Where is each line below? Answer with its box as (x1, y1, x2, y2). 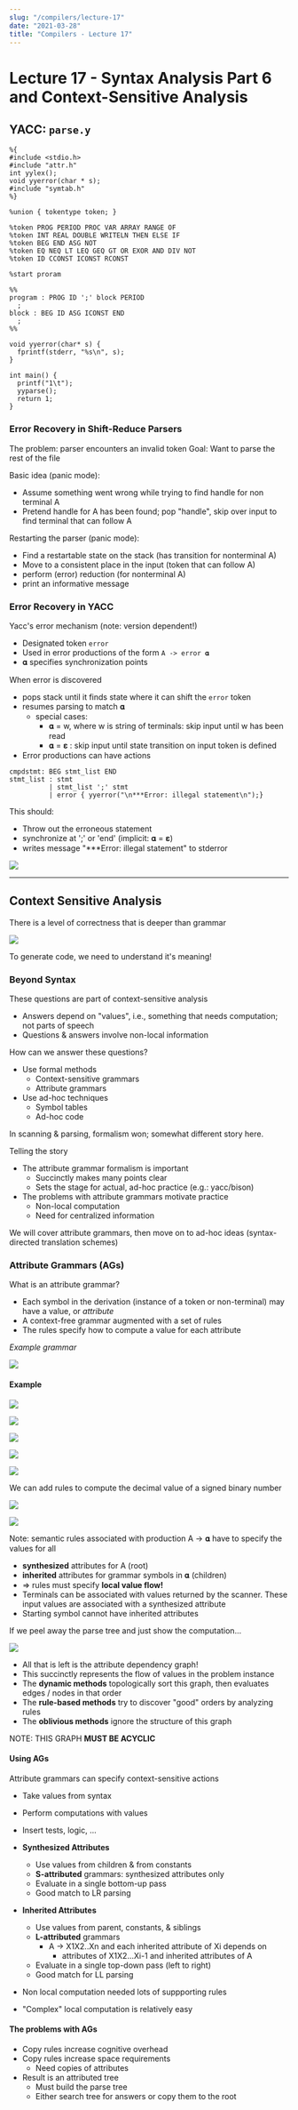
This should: (9, 806, 55, 816)
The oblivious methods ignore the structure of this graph (21, 1715, 232, 1726)
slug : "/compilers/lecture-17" (9, 12, 125, 22)
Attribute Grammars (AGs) (9, 1259, 125, 1272)
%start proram (9, 270, 62, 279)
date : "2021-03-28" (9, 21, 82, 30)
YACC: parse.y (9, 122, 91, 137)
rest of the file (9, 453, 60, 463)
